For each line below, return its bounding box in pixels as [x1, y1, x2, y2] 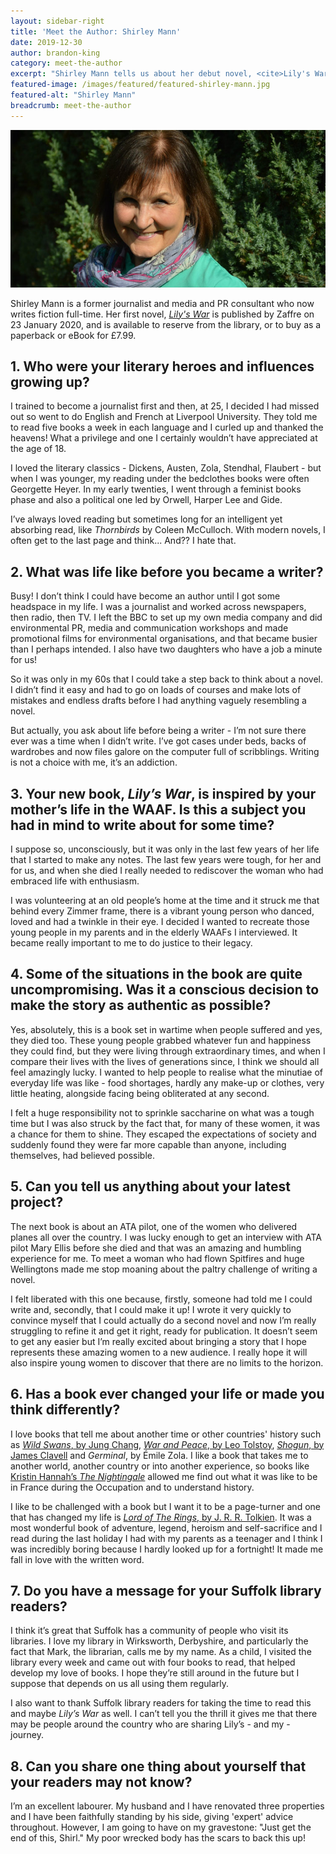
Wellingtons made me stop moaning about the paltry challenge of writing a [10, 1263, 318, 1275]
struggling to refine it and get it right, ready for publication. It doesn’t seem [10, 1325, 318, 1337]
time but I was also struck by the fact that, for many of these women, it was [10, 1117, 321, 1129]
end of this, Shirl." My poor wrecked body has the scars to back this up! [10, 1832, 306, 1844]
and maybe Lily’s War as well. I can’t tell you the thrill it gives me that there [10, 1708, 318, 1720]
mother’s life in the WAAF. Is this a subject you [10, 801, 307, 818]
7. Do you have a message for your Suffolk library [10, 1582, 322, 1599]
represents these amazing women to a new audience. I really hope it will [10, 1346, 308, 1358]
